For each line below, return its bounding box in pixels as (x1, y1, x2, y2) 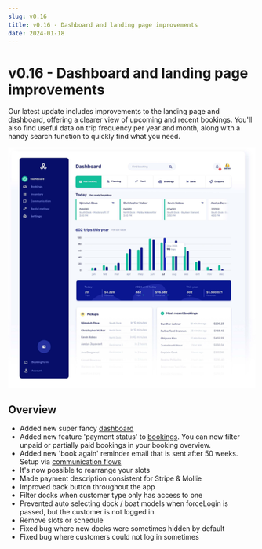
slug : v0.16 (8, 13, 47, 20)
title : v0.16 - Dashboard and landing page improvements (8, 20, 198, 29)
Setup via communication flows (19, 457, 122, 467)
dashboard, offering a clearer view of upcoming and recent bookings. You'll (8, 115, 253, 125)
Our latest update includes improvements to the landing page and (8, 107, 220, 116)
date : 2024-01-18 (8, 29, 65, 37)
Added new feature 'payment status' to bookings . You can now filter (19, 432, 241, 441)
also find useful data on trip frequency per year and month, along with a (8, 123, 241, 133)
